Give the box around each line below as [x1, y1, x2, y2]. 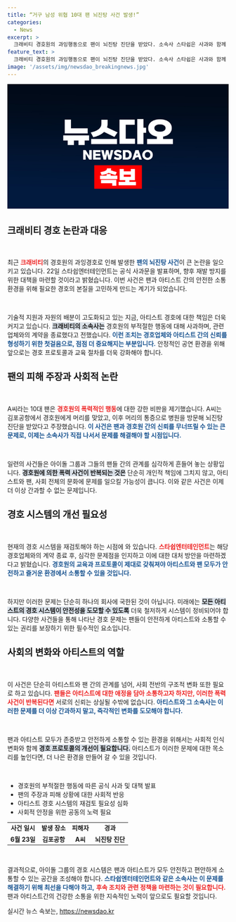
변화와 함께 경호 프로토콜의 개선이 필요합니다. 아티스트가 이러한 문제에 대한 [7, 744, 211, 752]
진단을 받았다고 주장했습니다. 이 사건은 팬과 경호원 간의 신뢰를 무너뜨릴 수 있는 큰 [7, 422, 226, 430]
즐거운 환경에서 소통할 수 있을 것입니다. [25, 568, 132, 577]
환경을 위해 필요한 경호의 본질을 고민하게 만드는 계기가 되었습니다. [7, 285, 188, 293]
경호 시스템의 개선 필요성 [7, 509, 107, 521]
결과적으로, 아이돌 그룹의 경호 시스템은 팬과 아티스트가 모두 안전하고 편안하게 [7, 866, 218, 873]
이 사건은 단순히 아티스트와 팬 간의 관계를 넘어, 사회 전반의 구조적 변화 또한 [7, 680, 211, 688]
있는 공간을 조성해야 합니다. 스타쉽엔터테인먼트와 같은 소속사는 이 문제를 [27, 874, 223, 883]
